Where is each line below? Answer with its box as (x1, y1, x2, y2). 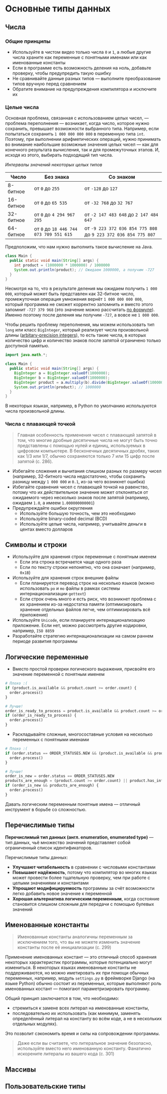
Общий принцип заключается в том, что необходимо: (5, 995, 119, 1001)
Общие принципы (5, 38, 51, 45)
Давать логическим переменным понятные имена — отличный (5, 801, 141, 807)
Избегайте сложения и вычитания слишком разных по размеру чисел (12, 468, 162, 474)
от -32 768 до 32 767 (84, 200, 133, 207)
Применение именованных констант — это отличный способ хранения (5, 954, 157, 960)
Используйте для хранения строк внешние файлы (12, 575, 119, 581)
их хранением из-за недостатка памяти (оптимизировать (19, 601, 143, 607)
